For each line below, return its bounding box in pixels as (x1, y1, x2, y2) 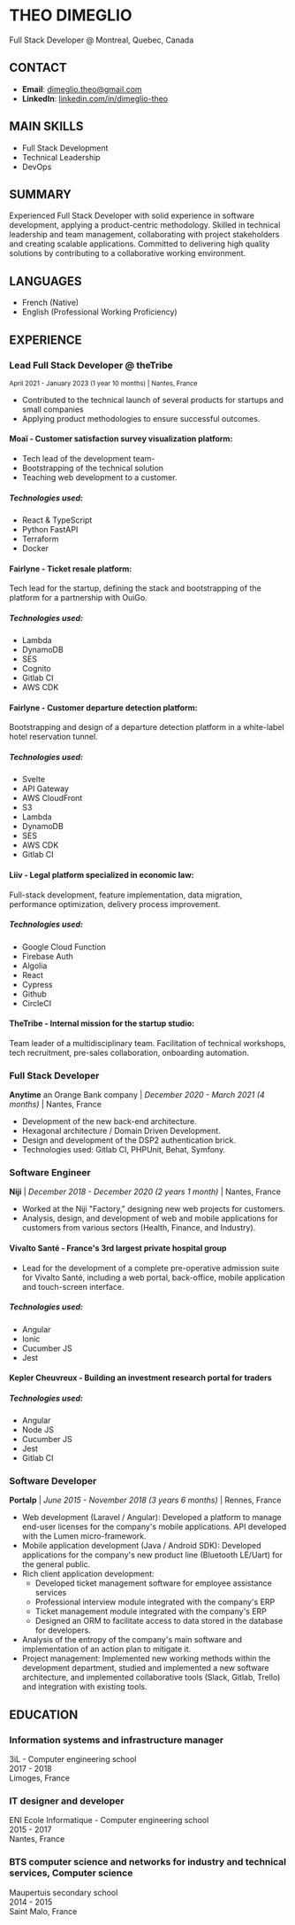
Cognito (21, 664, 51, 674)
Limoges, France (9, 1773, 71, 1783)
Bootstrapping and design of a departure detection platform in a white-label (9, 722, 284, 733)
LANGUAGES (9, 274, 82, 289)
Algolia (21, 960, 48, 971)
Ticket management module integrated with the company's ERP (34, 1606, 268, 1617)
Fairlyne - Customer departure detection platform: (9, 702, 198, 713)
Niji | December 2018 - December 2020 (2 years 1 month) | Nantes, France (9, 1186, 281, 1197)
